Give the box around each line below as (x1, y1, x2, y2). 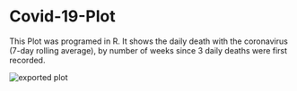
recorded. (9, 54, 46, 65)
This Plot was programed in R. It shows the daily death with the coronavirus (9, 36, 289, 46)
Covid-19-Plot (9, 6, 117, 27)
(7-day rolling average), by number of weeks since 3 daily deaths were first (9, 45, 288, 55)
